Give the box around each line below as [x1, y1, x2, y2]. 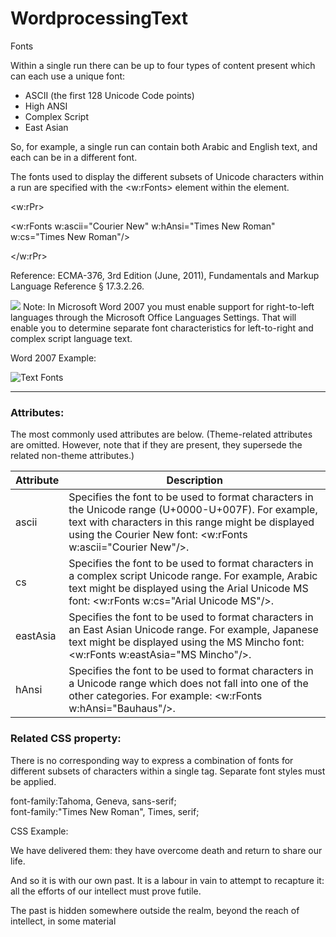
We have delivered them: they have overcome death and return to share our [10, 844, 323, 856]
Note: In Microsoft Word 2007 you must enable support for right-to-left [22, 300, 315, 312]
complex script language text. [10, 332, 133, 344]
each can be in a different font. [10, 151, 138, 163]
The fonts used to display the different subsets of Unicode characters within [10, 170, 325, 182]
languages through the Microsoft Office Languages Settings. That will [10, 311, 297, 323]
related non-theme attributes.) [10, 450, 135, 462]
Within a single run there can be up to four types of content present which [10, 59, 316, 71]
